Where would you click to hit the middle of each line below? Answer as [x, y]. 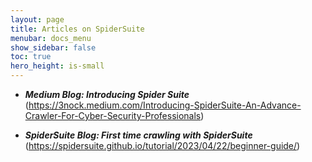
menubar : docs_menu [51, 38]
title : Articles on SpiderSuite [77, 29]
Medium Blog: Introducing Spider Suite [107, 94]
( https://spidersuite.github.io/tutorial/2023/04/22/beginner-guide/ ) [162, 145]
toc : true [31, 57]
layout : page [37, 19]
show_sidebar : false [53, 47]
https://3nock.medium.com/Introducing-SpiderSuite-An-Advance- [165, 105]
